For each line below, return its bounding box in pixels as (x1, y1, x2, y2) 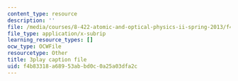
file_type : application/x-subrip (7, 30, 106, 37)
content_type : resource (7, 10, 78, 18)
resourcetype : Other (7, 50, 69, 57)
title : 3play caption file (7, 56, 87, 63)
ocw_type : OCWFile (7, 43, 62, 50)
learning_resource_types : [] (7, 37, 93, 44)
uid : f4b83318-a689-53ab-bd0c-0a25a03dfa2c (7, 63, 138, 70)
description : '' (7, 17, 55, 24)
